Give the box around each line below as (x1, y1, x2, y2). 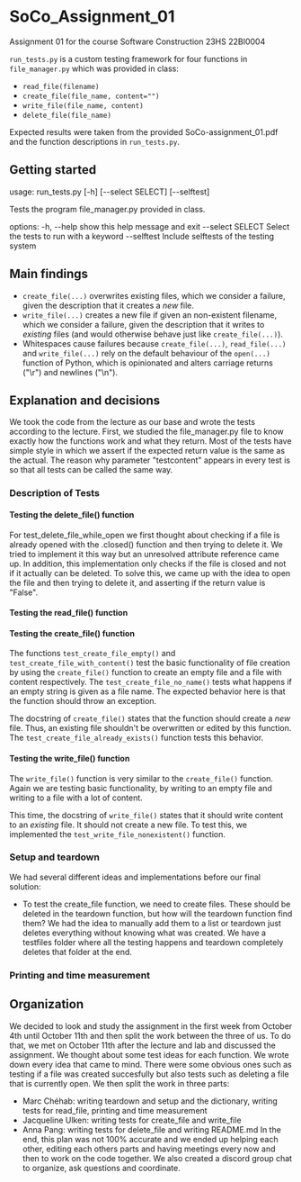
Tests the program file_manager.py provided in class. (9, 203, 206, 214)
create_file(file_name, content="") (22, 92, 160, 101)
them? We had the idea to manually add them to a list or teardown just (22, 917, 281, 928)
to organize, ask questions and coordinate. (22, 1162, 181, 1173)
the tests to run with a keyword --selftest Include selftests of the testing (9, 230, 275, 241)
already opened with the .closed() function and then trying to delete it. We (9, 538, 283, 550)
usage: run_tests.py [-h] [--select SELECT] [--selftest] (9, 186, 210, 197)
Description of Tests (9, 487, 101, 500)
